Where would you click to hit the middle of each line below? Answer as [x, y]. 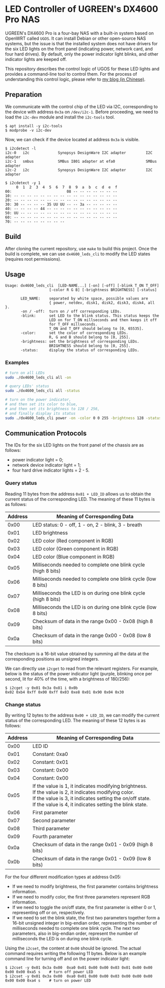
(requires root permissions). [33, 259]
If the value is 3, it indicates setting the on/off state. [92, 798]
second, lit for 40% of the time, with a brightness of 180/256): [68, 679]
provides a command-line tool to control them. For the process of [71, 74]
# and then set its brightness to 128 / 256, [52, 409]
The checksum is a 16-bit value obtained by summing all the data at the [77, 654]
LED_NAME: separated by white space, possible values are [84, 299]
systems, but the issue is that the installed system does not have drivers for [82, 43]
